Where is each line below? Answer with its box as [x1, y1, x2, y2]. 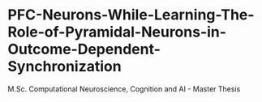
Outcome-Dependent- [7, 40, 161, 58]
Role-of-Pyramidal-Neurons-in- [7, 23, 227, 41]
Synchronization [7, 57, 122, 76]
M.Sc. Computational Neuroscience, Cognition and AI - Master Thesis [7, 83, 241, 94]
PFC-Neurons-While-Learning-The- [7, 6, 255, 24]
